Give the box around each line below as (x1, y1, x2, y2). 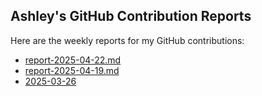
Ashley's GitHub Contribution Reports (10, 8, 252, 25)
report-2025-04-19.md (24, 64, 120, 76)
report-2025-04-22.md (24, 54, 122, 66)
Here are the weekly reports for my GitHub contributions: (10, 34, 245, 46)
